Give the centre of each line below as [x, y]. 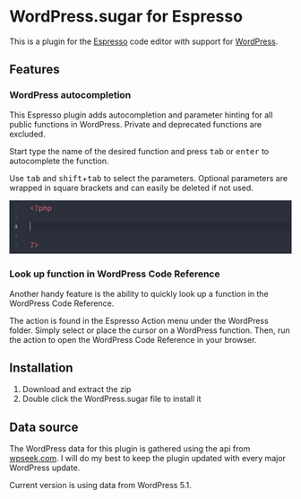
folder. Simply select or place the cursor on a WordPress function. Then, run [150, 330]
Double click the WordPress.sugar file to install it [112, 399]
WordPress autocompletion [70, 95]
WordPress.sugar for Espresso [126, 17]
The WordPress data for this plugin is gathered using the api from [130, 449]
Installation [41, 368]
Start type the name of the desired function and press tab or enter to [139, 151]
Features [34, 70]
